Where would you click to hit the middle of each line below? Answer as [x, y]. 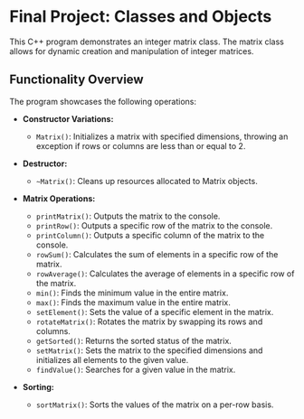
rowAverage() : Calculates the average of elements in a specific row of [165, 274]
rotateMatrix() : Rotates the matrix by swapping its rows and [149, 321]
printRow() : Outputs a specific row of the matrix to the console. [154, 225]
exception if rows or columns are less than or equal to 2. [141, 145]
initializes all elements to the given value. [112, 359]
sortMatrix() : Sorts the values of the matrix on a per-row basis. [155, 405]
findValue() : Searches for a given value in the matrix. [136, 369]
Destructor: [45, 163]
